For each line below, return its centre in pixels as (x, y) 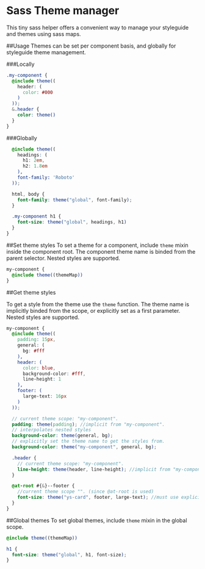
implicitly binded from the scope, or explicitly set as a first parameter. (93, 310)
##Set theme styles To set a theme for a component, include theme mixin (98, 245)
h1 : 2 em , (34, 160)
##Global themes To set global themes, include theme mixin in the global (97, 520)
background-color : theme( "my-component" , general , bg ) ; (84, 447)
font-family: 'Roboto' (46, 177)
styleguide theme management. (46, 52)
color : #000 (38, 92)
